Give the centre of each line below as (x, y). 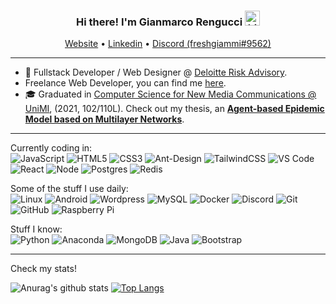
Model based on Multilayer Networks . (104, 119)
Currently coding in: (51, 148)
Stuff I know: (36, 229)
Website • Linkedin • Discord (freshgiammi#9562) (168, 44)
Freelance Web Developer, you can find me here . (125, 83)
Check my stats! (43, 269)
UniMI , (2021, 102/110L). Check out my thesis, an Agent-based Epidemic (174, 109)
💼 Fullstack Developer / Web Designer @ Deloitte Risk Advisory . (156, 72)
